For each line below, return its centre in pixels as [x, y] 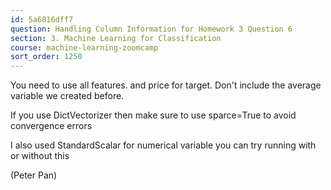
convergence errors [51, 126]
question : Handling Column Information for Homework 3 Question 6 [151, 29]
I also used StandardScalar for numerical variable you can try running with [163, 145]
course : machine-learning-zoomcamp [84, 47]
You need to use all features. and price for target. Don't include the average [166, 85]
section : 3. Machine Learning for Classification [116, 38]
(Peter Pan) [34, 175]
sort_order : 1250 [46, 57]
